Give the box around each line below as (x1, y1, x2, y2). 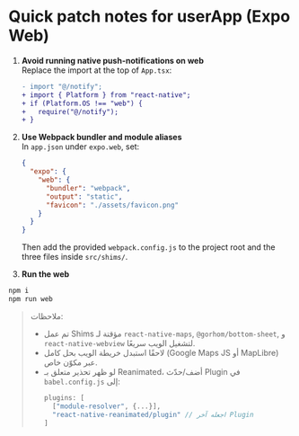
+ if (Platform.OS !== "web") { (21, 99, 143, 108)
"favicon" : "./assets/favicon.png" (45, 200, 180, 209)
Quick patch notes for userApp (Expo (8, 6, 291, 27)
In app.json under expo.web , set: (21, 141, 140, 152)
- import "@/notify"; (21, 82, 102, 91)
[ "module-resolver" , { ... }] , (51, 402, 162, 411)
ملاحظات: (30, 310, 64, 321)
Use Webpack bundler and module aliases (21, 132, 182, 143)
